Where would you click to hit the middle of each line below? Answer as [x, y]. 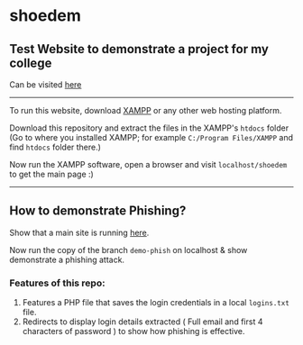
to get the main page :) [52, 174]
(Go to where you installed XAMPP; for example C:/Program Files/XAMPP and [151, 137]
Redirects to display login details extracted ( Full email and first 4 [142, 322]
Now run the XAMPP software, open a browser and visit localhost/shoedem [148, 164]
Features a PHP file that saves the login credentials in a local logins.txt [156, 303]
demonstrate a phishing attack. [67, 259]
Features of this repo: [57, 283]
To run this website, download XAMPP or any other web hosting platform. [146, 110]
